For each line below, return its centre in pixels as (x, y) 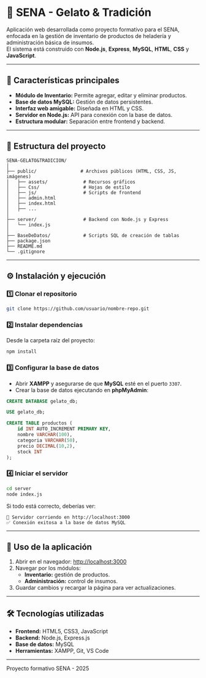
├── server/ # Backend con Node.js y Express (87, 219)
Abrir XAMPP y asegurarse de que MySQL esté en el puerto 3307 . (98, 383)
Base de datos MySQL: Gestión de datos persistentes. (84, 102)
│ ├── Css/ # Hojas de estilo (68, 187)
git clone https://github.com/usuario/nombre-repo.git (78, 309)
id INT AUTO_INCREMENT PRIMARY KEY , (64, 429)
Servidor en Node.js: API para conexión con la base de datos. (94, 115)
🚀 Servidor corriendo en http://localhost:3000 (68, 517)
